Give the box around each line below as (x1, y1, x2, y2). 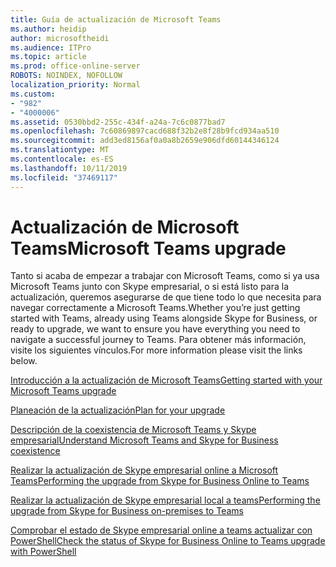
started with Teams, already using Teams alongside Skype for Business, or (10, 312, 318, 325)
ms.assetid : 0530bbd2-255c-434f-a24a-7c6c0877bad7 (10, 117, 226, 127)
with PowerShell (10, 546, 77, 558)
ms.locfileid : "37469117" (10, 172, 118, 183)
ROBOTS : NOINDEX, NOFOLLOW (10, 71, 123, 81)
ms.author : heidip (10, 24, 87, 34)
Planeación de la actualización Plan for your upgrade (10, 404, 226, 416)
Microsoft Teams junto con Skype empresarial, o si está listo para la (10, 281, 290, 293)
